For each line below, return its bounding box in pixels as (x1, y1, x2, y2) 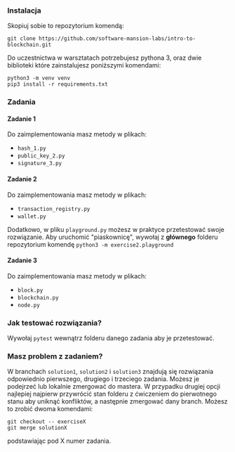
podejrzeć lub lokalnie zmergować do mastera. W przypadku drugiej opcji (7, 382, 221, 391)
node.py (17, 302, 40, 309)
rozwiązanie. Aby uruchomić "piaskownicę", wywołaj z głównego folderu (7, 233, 218, 241)
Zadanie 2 (7, 175, 37, 183)
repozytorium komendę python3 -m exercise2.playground (7, 240, 174, 248)
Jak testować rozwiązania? (7, 318, 102, 328)
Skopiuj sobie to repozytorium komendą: (7, 22, 124, 30)
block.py (17, 287, 43, 294)
